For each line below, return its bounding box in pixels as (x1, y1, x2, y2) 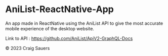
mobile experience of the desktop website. (5, 25, 95, 31)
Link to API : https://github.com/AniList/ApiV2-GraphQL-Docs (5, 35, 133, 41)
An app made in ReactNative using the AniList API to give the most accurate (5, 20, 163, 26)
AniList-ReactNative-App (5, 4, 114, 15)
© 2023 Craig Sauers (5, 45, 50, 51)
